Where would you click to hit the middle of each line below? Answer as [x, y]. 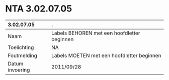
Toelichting [21, 47]
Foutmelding [23, 55]
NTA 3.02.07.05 [39, 9]
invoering [19, 69]
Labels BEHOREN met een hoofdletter [96, 33]
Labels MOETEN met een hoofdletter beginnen [106, 55]
